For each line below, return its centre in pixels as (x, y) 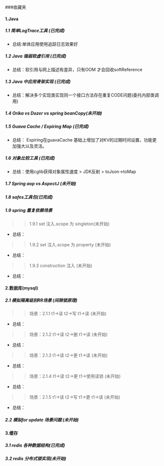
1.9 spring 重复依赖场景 (29, 210)
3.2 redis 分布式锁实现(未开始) (36, 459)
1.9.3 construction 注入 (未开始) (61, 265)
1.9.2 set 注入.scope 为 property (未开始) (70, 244)
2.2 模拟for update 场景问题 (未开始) (42, 420)
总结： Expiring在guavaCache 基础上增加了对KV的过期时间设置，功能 (82, 140)
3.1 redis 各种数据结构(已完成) (35, 445)
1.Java (12, 19)
